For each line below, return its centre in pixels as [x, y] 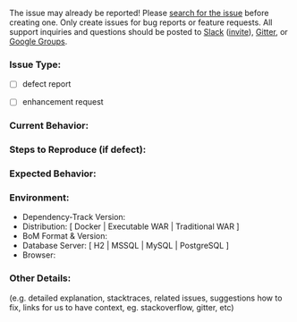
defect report [47, 84]
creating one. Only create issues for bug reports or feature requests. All [141, 22]
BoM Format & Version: [64, 236]
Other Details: [40, 278]
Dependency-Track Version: [74, 217]
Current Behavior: [49, 126]
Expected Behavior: [53, 174]
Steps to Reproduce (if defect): [78, 149]
